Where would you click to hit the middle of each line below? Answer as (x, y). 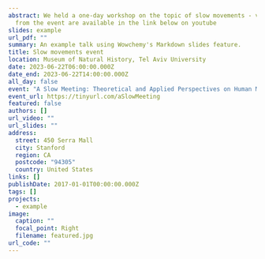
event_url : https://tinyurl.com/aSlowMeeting (84, 96)
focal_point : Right (47, 229)
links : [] (24, 177)
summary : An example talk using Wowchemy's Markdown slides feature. (125, 45)
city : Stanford (40, 148)
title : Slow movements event (56, 52)
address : (22, 133)
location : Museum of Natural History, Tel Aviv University (107, 60)
